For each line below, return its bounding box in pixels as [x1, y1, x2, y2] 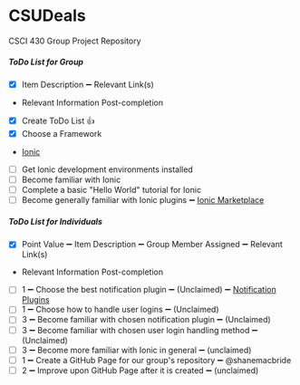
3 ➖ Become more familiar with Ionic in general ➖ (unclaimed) [21, 344, 252, 355]
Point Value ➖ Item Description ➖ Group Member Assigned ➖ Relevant [21, 239, 283, 250]
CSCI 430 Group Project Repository [8, 35, 141, 46]
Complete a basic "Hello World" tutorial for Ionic [21, 185, 201, 196]
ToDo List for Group [8, 56, 83, 67]
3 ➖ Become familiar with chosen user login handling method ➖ [21, 324, 258, 335]
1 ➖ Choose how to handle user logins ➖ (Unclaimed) [21, 304, 219, 315]
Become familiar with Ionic [21, 174, 121, 186]
